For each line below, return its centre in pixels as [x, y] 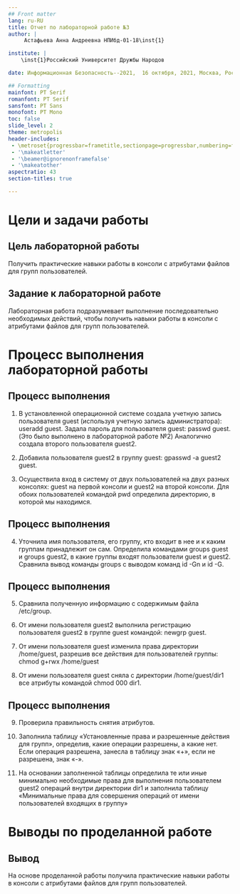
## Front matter [32, 14]
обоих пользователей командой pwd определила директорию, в [117, 494]
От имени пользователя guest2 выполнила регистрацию [105, 625]
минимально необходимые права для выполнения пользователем [120, 781]
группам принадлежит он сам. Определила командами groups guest [123, 549]
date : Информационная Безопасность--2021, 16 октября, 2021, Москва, [115, 73]
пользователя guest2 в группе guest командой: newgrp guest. [113, 633]
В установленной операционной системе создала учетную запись [120, 413]
